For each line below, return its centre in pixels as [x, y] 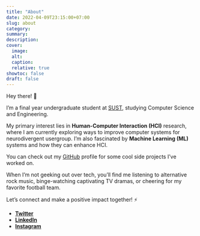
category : [19, 29]
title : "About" [25, 12]
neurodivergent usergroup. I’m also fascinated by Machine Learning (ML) [97, 138]
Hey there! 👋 [22, 96]
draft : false [23, 79]
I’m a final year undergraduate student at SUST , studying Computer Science [100, 108]
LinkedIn [26, 220]
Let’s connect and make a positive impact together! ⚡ [72, 200]
